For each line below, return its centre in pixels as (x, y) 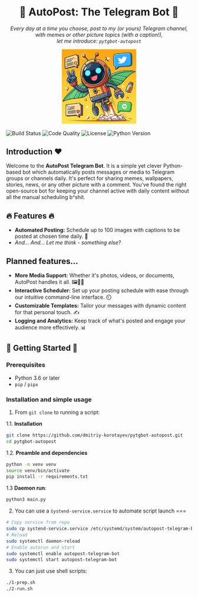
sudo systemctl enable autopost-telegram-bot (63, 554)
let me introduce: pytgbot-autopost (99, 41)
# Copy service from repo (38, 523)
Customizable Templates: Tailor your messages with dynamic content (100, 305)
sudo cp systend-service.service (47, 529)
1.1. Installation (24, 423)
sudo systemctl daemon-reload (43, 541)
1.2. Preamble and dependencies (47, 453)
